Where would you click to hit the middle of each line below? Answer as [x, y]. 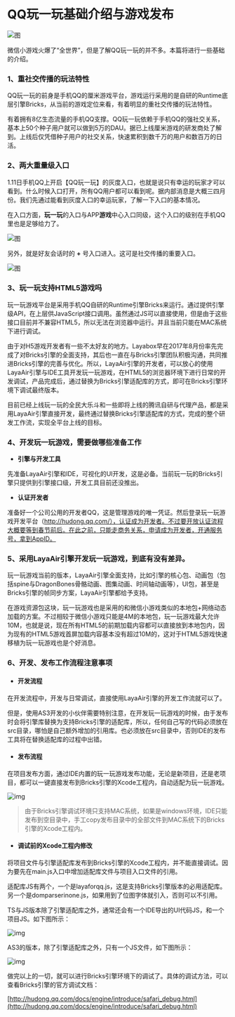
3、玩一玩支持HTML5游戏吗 [55, 288]
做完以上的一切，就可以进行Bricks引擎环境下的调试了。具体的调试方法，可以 [118, 976]
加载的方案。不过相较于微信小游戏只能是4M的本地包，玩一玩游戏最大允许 [113, 617]
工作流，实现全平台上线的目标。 [59, 422]
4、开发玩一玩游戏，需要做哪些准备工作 [74, 442]
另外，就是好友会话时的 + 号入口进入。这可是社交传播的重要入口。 [103, 253]
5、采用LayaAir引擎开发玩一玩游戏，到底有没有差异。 [98, 559]
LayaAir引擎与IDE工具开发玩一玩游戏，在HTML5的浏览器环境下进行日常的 [114, 372]
